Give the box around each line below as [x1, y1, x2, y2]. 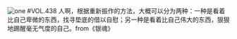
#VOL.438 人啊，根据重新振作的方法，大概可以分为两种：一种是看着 [27, 7, 226, 15]
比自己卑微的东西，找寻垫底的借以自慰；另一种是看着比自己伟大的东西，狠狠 [7, 15, 230, 24]
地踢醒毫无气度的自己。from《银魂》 [7, 24, 114, 32]
